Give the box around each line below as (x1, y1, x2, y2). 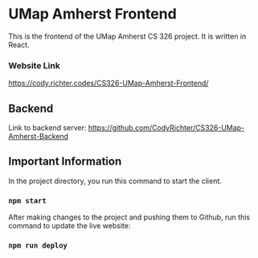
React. (8, 39, 30, 49)
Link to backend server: (8, 123, 87, 133)
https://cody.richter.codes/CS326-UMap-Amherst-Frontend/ (8, 78, 209, 88)
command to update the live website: (8, 221, 131, 231)
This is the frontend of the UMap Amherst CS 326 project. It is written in (8, 31, 247, 41)
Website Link (8, 59, 60, 71)
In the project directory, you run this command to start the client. (8, 176, 223, 186)
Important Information (8, 154, 122, 169)
